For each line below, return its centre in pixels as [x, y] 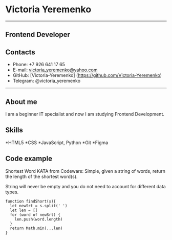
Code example [29, 159]
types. [12, 192]
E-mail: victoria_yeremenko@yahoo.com [55, 70]
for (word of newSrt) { [35, 215]
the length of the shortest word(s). [41, 176]
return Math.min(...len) [36, 228]
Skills [14, 130]
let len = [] [24, 210]
